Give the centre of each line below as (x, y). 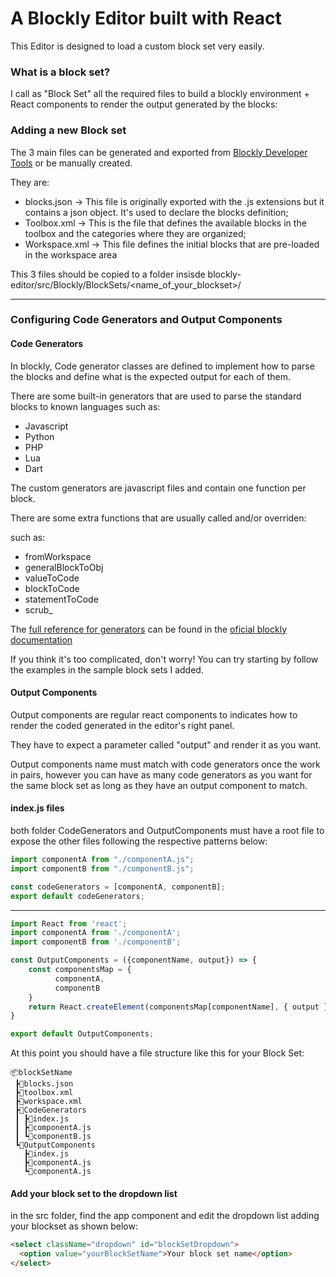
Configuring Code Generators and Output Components (146, 320)
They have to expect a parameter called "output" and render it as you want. (166, 744)
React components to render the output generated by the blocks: (144, 104)
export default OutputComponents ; (82, 1034)
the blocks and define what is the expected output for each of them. (150, 376)
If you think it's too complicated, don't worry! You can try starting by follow (164, 659)
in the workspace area (71, 254)
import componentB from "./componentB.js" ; (102, 868)
